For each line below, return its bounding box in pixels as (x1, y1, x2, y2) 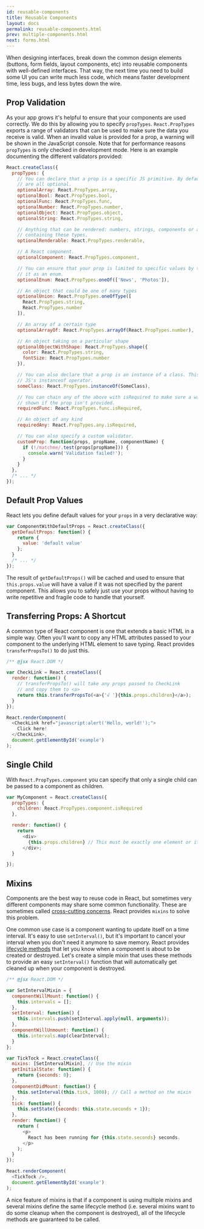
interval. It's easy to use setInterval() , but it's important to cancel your (6, 932, 186, 939)
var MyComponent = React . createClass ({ (6, 794, 107, 800)
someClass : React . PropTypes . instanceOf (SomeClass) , (17, 383, 151, 389)
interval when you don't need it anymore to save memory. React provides (6, 939, 189, 946)
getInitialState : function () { (12, 1066, 91, 1073)
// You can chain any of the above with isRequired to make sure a (17, 394, 191, 400)
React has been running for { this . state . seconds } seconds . (28, 1135, 181, 1141)
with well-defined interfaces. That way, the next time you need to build (6, 67, 183, 74)
